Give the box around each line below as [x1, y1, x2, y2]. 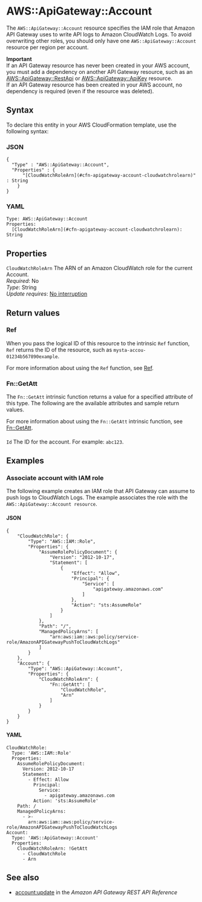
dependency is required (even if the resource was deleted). [6, 87, 154, 95]
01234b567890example [6, 353, 59, 360]
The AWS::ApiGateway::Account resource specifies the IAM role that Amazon [6, 24, 195, 32]
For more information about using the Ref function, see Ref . [6, 364, 154, 371]
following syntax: [6, 127, 49, 134]
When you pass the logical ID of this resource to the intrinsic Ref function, [6, 339, 190, 347]
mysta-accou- [113, 347, 146, 353]
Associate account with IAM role [6, 474, 104, 482]
